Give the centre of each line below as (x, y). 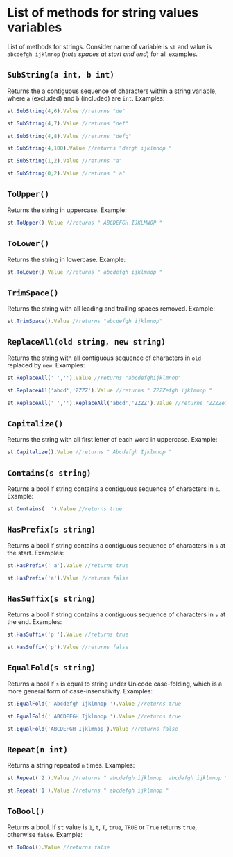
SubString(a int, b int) (61, 75)
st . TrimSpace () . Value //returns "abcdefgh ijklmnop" (85, 321)
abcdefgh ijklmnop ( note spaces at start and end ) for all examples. (102, 54)
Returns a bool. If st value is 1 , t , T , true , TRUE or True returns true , (102, 827)
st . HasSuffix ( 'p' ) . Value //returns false (68, 647)
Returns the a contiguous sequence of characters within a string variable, (112, 91)
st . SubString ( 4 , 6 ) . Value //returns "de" (67, 111)
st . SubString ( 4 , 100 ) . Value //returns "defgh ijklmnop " (89, 148)
